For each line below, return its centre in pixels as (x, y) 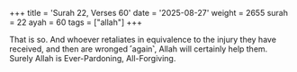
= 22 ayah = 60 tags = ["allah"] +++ (76, 22)
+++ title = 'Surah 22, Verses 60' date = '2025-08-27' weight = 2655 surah (148, 13)
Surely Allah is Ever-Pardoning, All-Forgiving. (93, 58)
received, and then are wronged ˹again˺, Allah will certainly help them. (139, 49)
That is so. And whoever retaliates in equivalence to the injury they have (143, 40)
